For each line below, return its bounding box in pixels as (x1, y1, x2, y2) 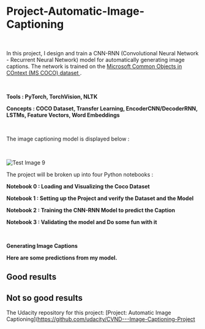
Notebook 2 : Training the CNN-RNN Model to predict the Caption (6, 206, 176, 214)
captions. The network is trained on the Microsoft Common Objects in (6, 63, 182, 70)
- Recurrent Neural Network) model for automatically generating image (6, 56, 185, 63)
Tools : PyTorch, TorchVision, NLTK (6, 93, 98, 100)
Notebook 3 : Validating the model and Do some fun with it (6, 218, 157, 225)
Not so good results (6, 293, 83, 303)
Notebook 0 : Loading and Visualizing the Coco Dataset (6, 182, 150, 190)
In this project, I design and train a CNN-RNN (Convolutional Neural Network (6, 49, 199, 56)
